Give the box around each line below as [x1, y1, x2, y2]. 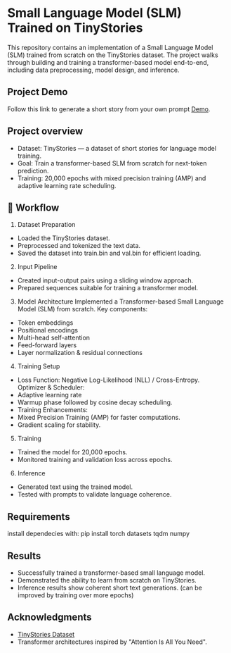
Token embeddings [17, 318, 74, 327]
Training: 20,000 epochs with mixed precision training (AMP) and [17, 174, 206, 182]
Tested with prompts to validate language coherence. [17, 490, 172, 499]
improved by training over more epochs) [17, 591, 134, 599]
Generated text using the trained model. [17, 483, 133, 491]
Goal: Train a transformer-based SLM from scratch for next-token [17, 158, 207, 167]
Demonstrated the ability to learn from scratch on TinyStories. [17, 576, 197, 584]
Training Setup [17, 362, 60, 371]
